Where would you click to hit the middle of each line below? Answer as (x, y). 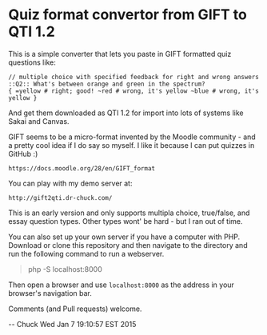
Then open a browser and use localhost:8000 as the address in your (121, 285)
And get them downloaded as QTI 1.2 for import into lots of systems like (126, 113)
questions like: (32, 62)
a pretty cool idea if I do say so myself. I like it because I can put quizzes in (132, 145)
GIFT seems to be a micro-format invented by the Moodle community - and (132, 137)
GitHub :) (23, 154)
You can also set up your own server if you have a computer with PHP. (124, 237)
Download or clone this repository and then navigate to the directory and (128, 245)
